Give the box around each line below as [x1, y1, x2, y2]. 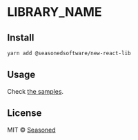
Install [7, 32, 34, 43]
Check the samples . [7, 87, 64, 95]
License [7, 108, 42, 119]
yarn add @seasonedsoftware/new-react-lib [7, 50, 131, 57]
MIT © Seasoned [7, 126, 57, 134]
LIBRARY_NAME [7, 4, 102, 20]
